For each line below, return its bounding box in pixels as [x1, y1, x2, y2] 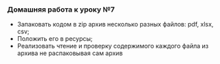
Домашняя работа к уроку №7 [7, 5, 115, 14]
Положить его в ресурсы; [16, 35, 93, 43]
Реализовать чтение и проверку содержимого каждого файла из [16, 42, 209, 50]
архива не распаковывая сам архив [16, 49, 123, 57]
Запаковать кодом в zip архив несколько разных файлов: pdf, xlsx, [16, 20, 214, 29]
